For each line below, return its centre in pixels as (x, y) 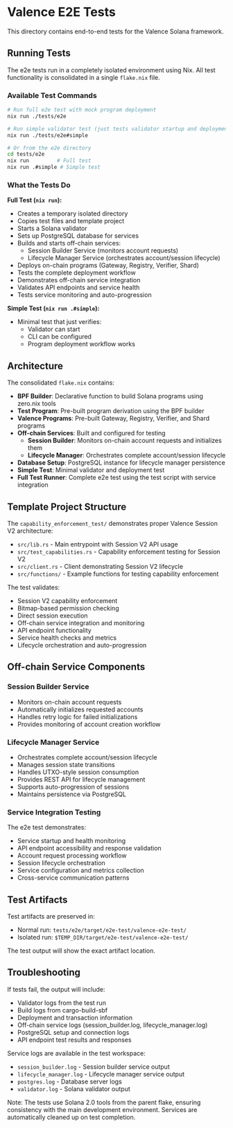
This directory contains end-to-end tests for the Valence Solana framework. (115, 31)
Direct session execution (52, 615)
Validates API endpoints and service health (78, 288)
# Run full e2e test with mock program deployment (82, 110)
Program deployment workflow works (81, 344)
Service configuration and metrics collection (80, 871)
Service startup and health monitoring (71, 841)
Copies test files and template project (71, 221)
